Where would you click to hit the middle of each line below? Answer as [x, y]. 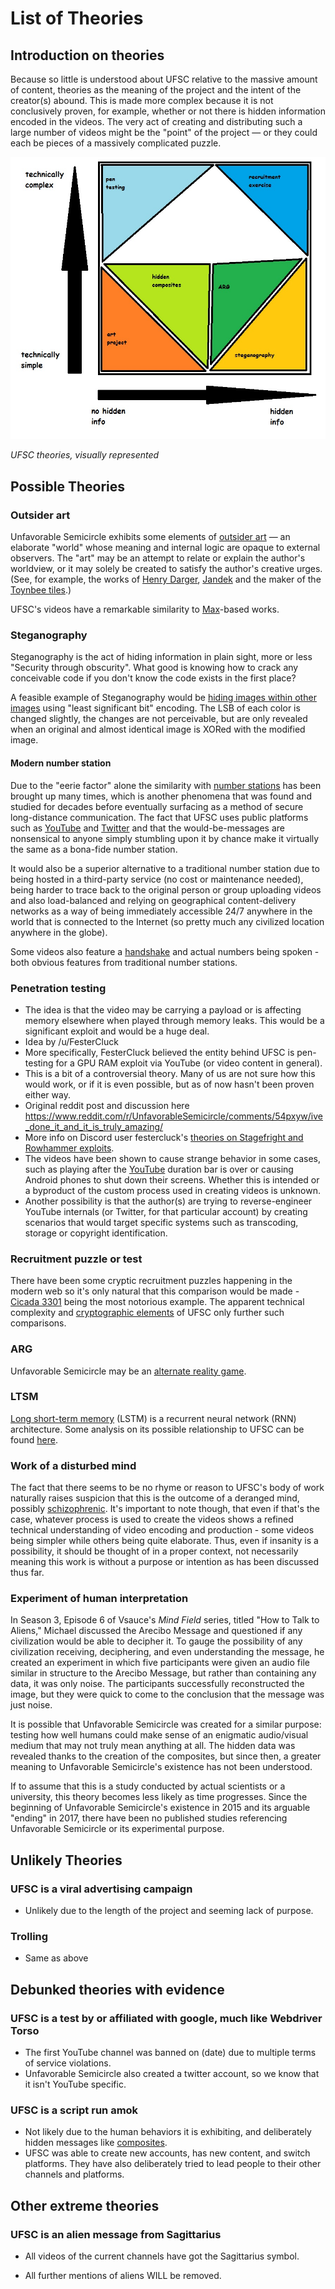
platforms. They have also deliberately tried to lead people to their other [173, 2164]
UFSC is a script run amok [74, 2110]
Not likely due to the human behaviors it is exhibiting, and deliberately [168, 2132]
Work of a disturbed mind [73, 1465]
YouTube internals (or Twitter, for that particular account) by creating [166, 1211]
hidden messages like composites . [96, 2143]
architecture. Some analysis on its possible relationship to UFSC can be [157, 1429]
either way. [47, 1094]
